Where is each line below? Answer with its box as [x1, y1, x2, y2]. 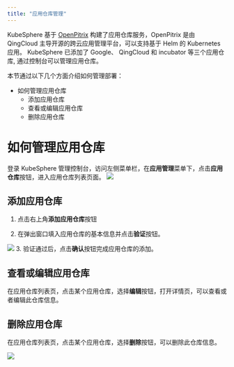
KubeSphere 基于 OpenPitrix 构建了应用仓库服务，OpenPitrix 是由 [7, 30, 196, 38]
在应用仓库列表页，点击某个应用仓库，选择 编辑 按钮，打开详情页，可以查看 [7, 287, 221, 296]
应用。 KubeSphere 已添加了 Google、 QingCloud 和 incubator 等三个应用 [7, 48, 219, 56]
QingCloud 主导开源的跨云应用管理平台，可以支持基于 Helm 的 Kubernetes [7, 39, 221, 48]
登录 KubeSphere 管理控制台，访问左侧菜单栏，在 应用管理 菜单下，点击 [7, 164, 211, 172]
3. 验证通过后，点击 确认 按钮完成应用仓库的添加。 [15, 245, 158, 253]
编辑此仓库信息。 [13, 296, 63, 304]
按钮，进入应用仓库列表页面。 [19, 173, 105, 181]
